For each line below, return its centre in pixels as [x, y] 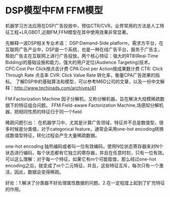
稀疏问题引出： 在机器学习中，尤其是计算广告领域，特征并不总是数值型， [82, 122]
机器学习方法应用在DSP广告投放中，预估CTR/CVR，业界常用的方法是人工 [83, 26]
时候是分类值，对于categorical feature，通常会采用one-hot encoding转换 [87, 129]
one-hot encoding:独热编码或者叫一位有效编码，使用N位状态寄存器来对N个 [84, 146]
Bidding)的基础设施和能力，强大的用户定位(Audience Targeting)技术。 [79, 62]
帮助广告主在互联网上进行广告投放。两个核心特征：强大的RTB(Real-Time [82, 56]
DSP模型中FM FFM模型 [54, 11]
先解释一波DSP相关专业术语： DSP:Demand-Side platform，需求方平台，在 [84, 43]
